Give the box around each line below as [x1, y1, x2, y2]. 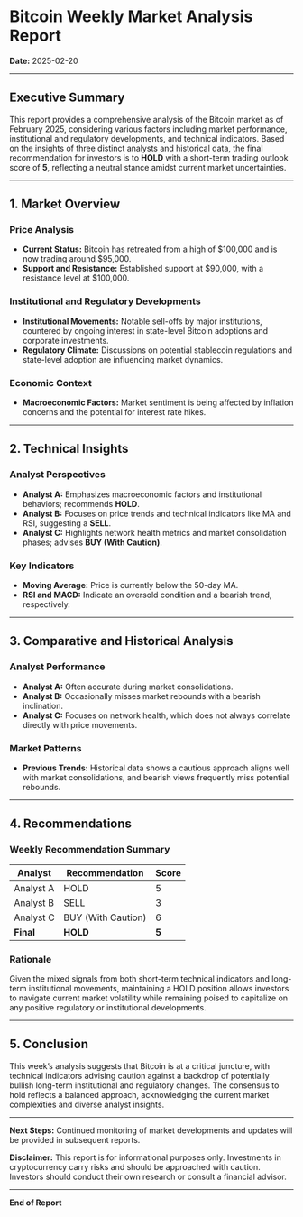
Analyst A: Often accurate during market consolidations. [22, 681, 234, 692]
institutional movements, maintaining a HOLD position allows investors [28, 982, 289, 993]
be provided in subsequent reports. [9, 1134, 141, 1145]
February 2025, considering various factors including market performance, [9, 124, 288, 134]
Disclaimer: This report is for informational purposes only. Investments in [9, 1152, 281, 1163]
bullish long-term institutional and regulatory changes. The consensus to [9, 1080, 280, 1091]
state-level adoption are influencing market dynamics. [22, 354, 224, 364]
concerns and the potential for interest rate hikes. [22, 407, 207, 418]
